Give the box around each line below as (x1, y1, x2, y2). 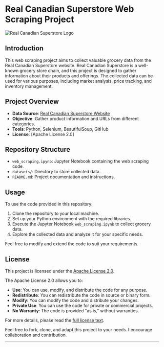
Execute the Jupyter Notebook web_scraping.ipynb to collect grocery (12, 221, 151, 227)
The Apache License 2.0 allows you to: (5, 278, 83, 283)
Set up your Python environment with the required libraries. (12, 216, 132, 222)
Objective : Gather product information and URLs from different (12, 116, 139, 121)
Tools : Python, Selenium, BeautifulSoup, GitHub (12, 126, 109, 132)
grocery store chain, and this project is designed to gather (19, 68, 137, 73)
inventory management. (5, 83, 53, 89)
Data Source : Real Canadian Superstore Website (12, 110, 110, 116)
